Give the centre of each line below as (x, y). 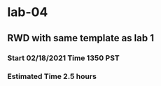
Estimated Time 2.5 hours (52, 76)
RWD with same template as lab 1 (80, 38)
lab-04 (28, 12)
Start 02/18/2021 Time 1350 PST (64, 58)
